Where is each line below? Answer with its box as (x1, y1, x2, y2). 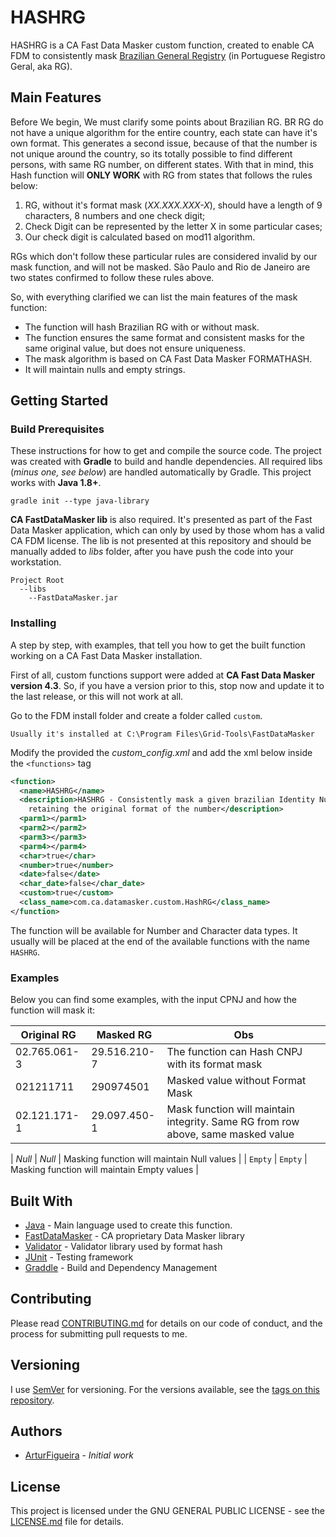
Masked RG (96, 1028, 153, 1042)
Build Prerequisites (10, 422, 105, 436)
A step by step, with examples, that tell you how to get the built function (10, 639, 306, 651)
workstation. (10, 556, 62, 568)
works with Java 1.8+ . (10, 477, 102, 489)
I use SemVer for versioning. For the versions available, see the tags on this (10, 1383, 320, 1395)
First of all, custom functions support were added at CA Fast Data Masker (10, 669, 316, 681)
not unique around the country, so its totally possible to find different (10, 147, 293, 160)
